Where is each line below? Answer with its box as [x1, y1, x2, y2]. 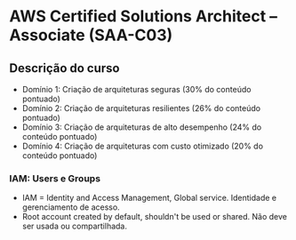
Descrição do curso [9, 60, 120, 76]
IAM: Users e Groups [9, 172, 100, 184]
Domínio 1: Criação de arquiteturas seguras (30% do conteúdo [21, 84, 252, 94]
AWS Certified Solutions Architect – [9, 6, 278, 27]
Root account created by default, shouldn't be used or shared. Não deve [21, 212, 287, 222]
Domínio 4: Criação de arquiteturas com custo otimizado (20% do [21, 140, 264, 151]
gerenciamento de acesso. [21, 202, 120, 212]
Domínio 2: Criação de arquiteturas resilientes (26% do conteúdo [21, 103, 260, 113]
